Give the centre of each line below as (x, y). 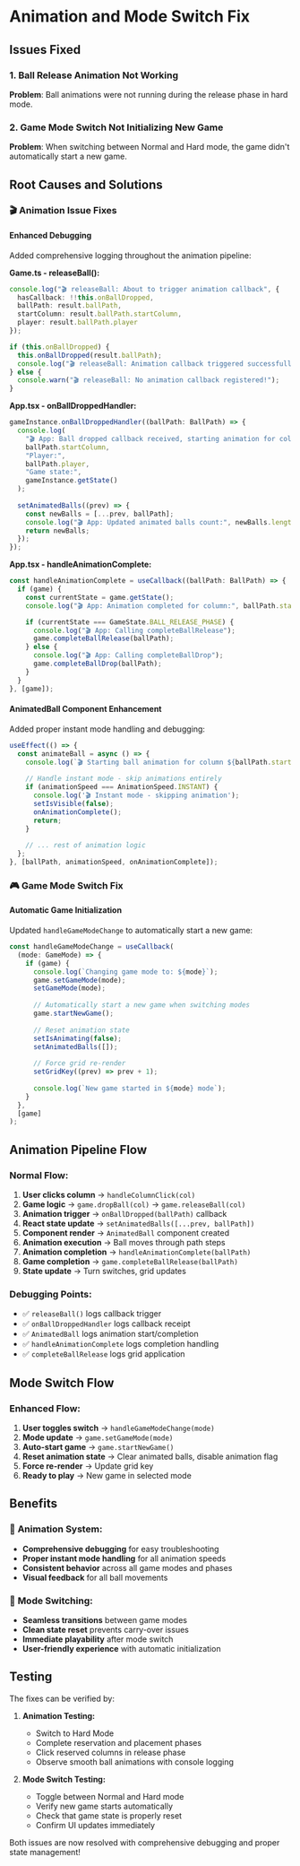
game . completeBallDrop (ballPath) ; (98, 664)
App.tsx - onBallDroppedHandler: (73, 406)
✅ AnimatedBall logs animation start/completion (110, 1334)
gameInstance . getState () (72, 481)
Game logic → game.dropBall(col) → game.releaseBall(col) (134, 1204)
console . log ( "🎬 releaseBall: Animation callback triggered (130, 364)
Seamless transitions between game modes (105, 1619)
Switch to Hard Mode (75, 1733)
